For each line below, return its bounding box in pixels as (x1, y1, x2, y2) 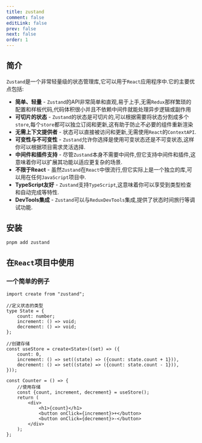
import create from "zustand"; (6, 291, 85, 297)
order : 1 (6, 37, 28, 43)
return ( (17, 395, 39, 401)
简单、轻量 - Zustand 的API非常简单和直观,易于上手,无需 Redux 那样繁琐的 (14, 98, 192, 105)
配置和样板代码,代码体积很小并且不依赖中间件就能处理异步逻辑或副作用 (14, 105, 191, 113)
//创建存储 (6, 341, 30, 347)
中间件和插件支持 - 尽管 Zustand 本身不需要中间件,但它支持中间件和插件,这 (14, 151, 196, 158)
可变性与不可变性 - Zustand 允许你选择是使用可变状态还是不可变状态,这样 (14, 136, 195, 143)
